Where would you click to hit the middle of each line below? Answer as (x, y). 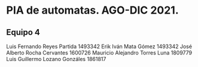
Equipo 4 (23, 32)
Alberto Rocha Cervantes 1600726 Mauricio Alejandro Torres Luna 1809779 (99, 53)
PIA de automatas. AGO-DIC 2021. (93, 10)
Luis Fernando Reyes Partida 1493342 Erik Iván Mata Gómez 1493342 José (99, 46)
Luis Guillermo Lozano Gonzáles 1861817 (56, 59)
